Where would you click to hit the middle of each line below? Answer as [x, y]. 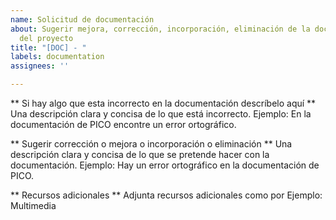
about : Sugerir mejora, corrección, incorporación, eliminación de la [160, 29]
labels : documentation [57, 57]
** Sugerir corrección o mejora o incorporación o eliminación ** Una [151, 144]
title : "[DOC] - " [48, 47]
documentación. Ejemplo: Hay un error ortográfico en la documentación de [165, 165]
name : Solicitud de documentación [82, 19]
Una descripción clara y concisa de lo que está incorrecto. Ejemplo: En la [161, 114]
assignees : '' [40, 66]
